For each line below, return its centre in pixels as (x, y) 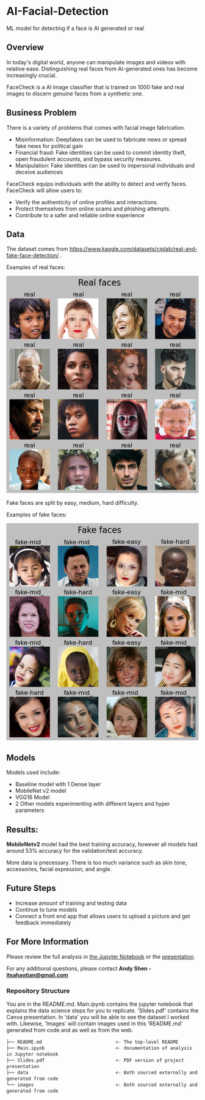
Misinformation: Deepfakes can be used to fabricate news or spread (101, 139)
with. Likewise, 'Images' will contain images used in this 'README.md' (95, 1024)
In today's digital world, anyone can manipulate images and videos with (96, 62)
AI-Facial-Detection (57, 11)
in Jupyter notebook (33, 1054)
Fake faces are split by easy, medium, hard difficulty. (73, 503)
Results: (22, 829)
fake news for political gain (49, 146)
